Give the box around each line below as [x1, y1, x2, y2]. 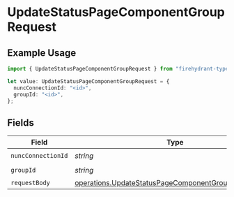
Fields [7, 117, 35, 129]
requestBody [10, 179, 51, 187]
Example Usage [7, 47, 77, 59]
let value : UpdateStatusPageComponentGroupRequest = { [7, 78, 170, 85]
